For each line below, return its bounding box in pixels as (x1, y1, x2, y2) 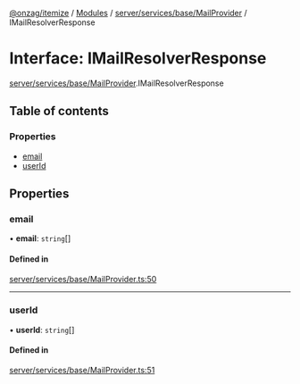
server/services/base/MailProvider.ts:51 (9, 365, 155, 376)
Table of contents (9, 104, 109, 119)
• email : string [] (9, 233, 71, 244)
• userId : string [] (9, 324, 75, 335)
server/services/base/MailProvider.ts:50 (9, 273, 157, 284)
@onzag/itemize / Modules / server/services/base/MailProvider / (9, 8, 247, 18)
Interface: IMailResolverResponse (9, 48, 267, 69)
